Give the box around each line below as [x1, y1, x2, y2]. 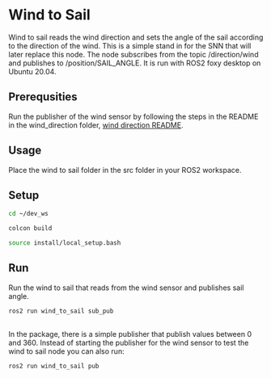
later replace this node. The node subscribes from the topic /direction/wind [8, 49, 259, 59]
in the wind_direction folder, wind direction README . [8, 120, 184, 130]
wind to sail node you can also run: [8, 346, 125, 356]
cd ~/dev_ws [8, 210, 49, 218]
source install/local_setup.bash [8, 239, 121, 247]
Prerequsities [8, 90, 78, 104]
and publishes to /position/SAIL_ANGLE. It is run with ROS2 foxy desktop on [8, 58, 261, 68]
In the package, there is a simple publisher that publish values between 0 [8, 330, 252, 339]
